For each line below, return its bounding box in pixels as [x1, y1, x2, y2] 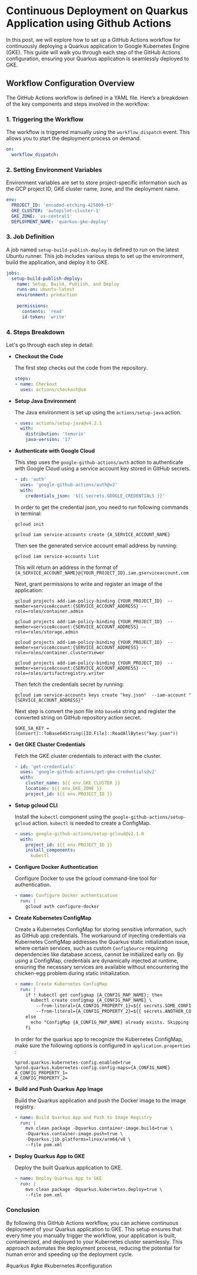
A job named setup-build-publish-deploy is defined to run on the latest [6, 246, 179, 253]
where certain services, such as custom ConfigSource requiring [14, 944, 168, 952]
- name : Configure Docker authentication [14, 892, 118, 898]
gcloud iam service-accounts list [14, 553, 99, 559]
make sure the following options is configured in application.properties [14, 1042, 191, 1049]
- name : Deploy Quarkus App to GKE [14, 1175, 102, 1181]
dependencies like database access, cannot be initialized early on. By [14, 950, 184, 957]
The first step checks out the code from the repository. [14, 364, 148, 371]
